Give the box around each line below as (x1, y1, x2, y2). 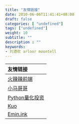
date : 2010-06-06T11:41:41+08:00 (5, 12, 75, 17)
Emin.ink (7, 111, 28, 118)
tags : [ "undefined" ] (5, 26, 48, 31)
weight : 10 (5, 30, 28, 35)
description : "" (5, 40, 41, 45)
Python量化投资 (7, 94, 45, 101)
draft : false (5, 16, 32, 21)
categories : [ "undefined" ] (5, 21, 64, 26)
